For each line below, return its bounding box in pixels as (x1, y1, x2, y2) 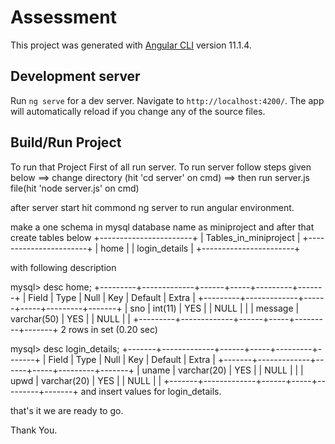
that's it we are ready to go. (10, 404, 124, 416)
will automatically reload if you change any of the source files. (10, 105, 266, 117)
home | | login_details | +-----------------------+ (100, 242, 301, 254)
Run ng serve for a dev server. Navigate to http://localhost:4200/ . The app (10, 94, 325, 106)
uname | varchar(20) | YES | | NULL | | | (141, 364, 304, 376)
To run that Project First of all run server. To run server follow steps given (10, 161, 312, 173)
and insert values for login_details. (80, 385, 222, 397)
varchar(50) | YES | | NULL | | (10, 312, 131, 325)
